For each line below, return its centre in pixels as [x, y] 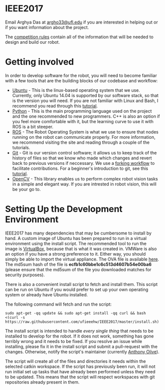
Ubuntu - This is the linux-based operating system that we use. [76, 90]
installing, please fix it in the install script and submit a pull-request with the [82, 346]
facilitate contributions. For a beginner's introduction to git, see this [80, 168]
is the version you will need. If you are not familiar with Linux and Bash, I [85, 101]
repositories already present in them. [42, 382]
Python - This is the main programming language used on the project [82, 111]
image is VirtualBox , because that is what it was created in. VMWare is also [81, 249]
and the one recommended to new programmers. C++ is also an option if [86, 116]
